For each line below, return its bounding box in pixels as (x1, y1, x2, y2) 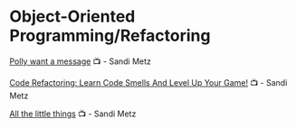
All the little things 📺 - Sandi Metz (9, 108, 137, 119)
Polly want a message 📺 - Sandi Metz (9, 56, 152, 67)
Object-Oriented (9, 6, 136, 27)
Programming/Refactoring (9, 25, 211, 46)
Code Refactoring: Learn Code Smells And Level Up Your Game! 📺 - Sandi (9, 77, 288, 87)
